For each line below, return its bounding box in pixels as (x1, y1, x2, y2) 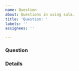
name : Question (5, 7, 37, 12)
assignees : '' (5, 26, 35, 31)
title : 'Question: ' (5, 16, 48, 21)
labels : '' (5, 21, 28, 26)
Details (5, 60, 23, 67)
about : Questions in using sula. (5, 12, 75, 17)
